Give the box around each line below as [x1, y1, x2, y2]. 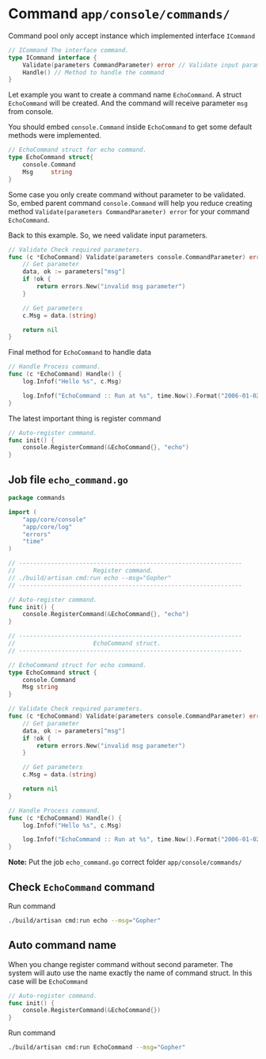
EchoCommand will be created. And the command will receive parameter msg [8, 98, 248, 108]
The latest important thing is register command [8, 413, 161, 423]
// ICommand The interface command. [8, 46, 129, 54]
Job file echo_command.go [8, 473, 128, 486]
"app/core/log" [22, 523, 73, 531]
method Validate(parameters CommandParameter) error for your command [8, 207, 250, 216]
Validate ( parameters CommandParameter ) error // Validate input [22, 61, 239, 69]
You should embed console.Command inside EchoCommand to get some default [8, 122, 253, 131]
